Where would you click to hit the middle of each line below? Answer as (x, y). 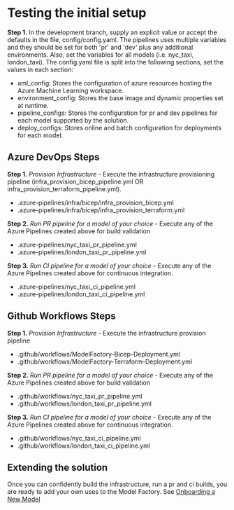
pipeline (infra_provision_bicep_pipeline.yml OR (75, 181)
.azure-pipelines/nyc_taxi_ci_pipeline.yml (76, 287)
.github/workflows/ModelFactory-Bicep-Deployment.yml (98, 354)
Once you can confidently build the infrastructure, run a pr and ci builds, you (117, 484)
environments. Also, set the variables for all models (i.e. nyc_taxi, (101, 55)
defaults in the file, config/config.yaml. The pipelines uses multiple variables (117, 39)
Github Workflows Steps (62, 316)
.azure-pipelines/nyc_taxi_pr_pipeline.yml (77, 244)
